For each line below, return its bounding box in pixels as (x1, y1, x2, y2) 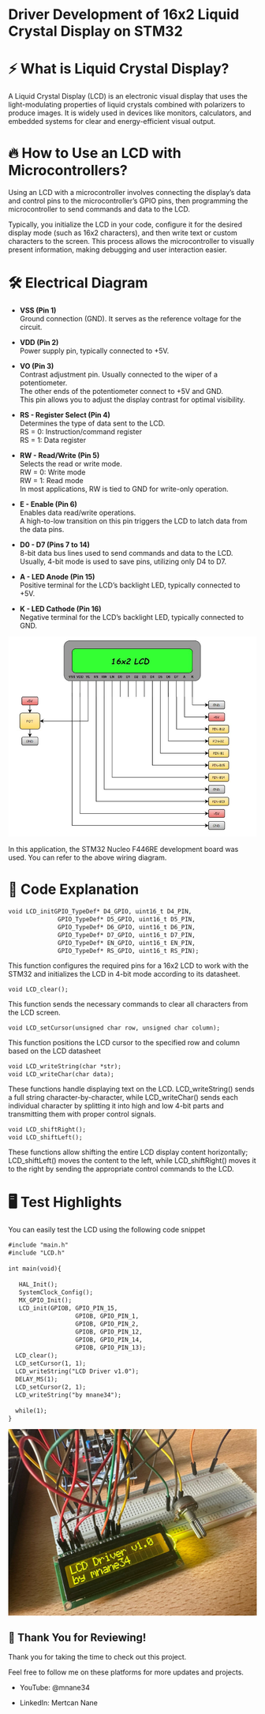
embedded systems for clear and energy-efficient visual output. (8, 117, 216, 126)
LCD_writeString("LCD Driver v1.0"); (15, 1367, 140, 1375)
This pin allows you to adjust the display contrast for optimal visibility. (19, 395, 246, 404)
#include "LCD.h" (8, 1249, 65, 1257)
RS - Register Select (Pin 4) (19, 411, 110, 419)
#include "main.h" (8, 1241, 69, 1249)
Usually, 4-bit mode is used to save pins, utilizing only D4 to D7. (19, 557, 227, 566)
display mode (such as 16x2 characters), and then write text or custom (8, 228, 238, 238)
